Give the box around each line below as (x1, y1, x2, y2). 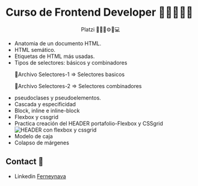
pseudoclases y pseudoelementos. (14, 94, 102, 101)
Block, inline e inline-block (14, 107, 80, 114)
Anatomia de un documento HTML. (14, 39, 102, 47)
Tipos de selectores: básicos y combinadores (14, 59, 128, 66)
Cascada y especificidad (14, 100, 76, 107)
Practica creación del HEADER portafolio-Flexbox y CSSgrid (14, 120, 164, 127)
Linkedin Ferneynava (14, 172, 67, 180)
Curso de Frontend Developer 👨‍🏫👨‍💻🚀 (5, 5, 193, 19)
